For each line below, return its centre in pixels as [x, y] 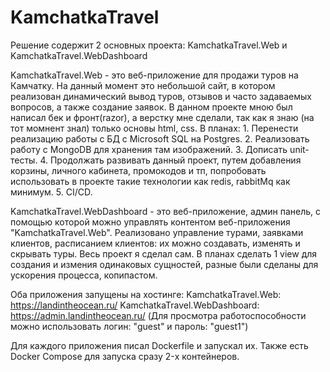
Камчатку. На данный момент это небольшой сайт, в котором [143, 85]
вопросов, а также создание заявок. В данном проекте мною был [151, 107]
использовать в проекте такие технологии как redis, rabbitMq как [150, 181]
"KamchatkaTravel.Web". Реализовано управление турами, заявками [157, 232]
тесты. [24, 160]
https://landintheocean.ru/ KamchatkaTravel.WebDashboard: [135, 305]
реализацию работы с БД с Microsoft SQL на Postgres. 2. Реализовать [160, 138]
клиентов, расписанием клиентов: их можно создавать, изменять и [155, 243]
